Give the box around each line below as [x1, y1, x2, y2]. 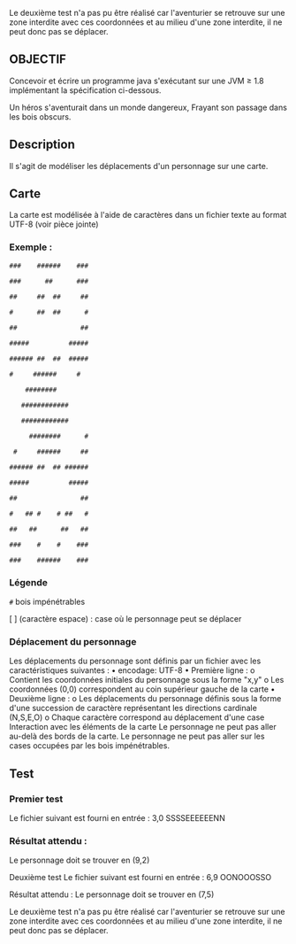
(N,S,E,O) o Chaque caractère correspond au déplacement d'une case [9, 712, 265, 723]
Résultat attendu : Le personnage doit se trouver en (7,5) [9, 889, 215, 900]
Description [9, 137, 75, 152]
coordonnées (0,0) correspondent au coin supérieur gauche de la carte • [9, 684, 276, 694]
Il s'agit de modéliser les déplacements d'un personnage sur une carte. [9, 160, 269, 171]
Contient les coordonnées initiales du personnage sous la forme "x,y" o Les [9, 675, 285, 685]
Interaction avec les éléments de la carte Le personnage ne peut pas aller [9, 722, 277, 732]
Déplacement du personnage [9, 635, 137, 647]
